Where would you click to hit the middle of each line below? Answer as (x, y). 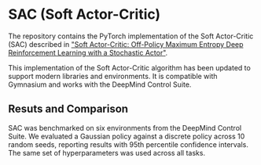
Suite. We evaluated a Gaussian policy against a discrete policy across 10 (127, 136)
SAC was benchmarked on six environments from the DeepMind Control (125, 127)
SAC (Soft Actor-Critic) (85, 14)
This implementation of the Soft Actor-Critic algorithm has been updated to (130, 67)
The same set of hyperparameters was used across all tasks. (107, 152)
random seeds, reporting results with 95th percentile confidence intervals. (129, 144)
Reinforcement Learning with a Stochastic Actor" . (88, 52)
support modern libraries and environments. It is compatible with (113, 76)
